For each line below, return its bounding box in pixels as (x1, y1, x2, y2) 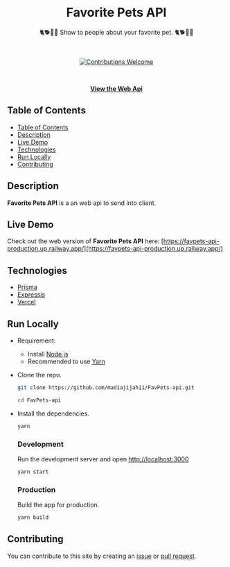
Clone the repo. (17, 371, 62, 379)
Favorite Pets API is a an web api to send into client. (7, 199, 157, 207)
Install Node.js (27, 350, 69, 358)
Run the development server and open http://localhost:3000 (17, 454, 189, 463)
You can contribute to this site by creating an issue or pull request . (7, 552, 197, 560)
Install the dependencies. (17, 409, 90, 418)
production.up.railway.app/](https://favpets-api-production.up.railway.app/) (7, 245, 224, 253)
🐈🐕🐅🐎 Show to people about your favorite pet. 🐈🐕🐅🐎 (39, 28, 194, 36)
